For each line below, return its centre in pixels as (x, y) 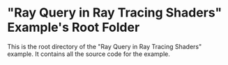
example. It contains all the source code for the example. (89, 54)
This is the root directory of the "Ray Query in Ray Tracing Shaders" (105, 46)
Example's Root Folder (74, 27)
